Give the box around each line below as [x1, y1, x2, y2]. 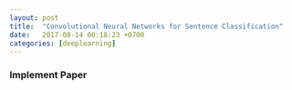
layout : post [9, 13, 59, 23]
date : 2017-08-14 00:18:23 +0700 [9, 30, 145, 39]
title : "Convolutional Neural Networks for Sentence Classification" [9, 22, 284, 31]
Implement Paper [9, 69, 88, 82]
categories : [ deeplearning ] [9, 38, 117, 48]
